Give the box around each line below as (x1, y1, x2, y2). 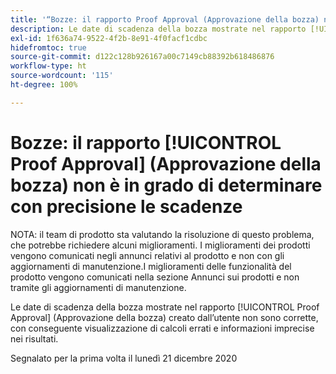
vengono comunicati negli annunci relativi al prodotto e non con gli (10, 249, 285, 261)
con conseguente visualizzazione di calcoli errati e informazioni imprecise (10, 322, 315, 334)
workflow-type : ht (10, 61, 87, 71)
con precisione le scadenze (10, 195, 243, 218)
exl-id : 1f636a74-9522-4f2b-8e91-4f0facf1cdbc (10, 33, 208, 43)
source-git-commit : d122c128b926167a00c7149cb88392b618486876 (10, 52, 275, 62)
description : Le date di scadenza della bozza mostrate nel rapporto (10, 24, 307, 34)
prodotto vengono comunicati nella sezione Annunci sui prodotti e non (10, 271, 300, 283)
